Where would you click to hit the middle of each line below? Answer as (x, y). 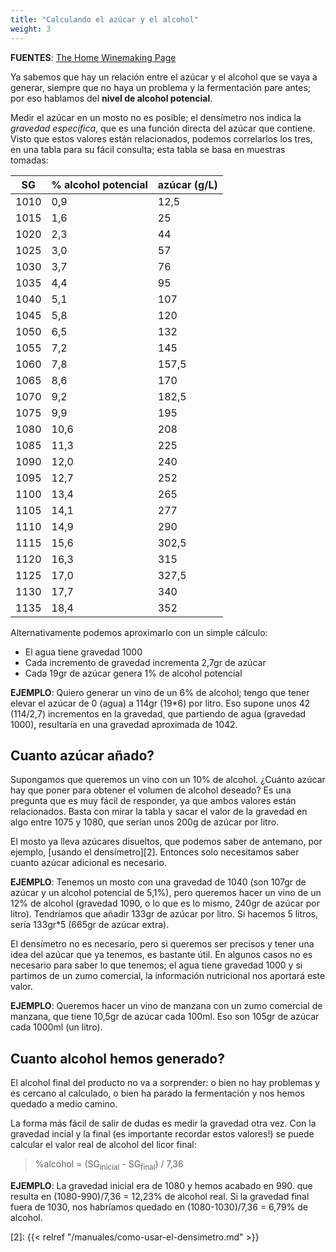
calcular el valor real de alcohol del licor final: (103, 1145)
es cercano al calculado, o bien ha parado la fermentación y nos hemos (157, 1093)
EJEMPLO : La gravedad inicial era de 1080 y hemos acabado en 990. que (161, 1185)
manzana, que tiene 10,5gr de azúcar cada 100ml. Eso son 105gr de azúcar (165, 1017)
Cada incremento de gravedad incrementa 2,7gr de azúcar (145, 662)
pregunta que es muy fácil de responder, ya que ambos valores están (153, 801)
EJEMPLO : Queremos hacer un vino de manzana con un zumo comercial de (166, 1006)
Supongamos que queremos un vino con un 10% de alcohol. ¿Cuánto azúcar (168, 780)
